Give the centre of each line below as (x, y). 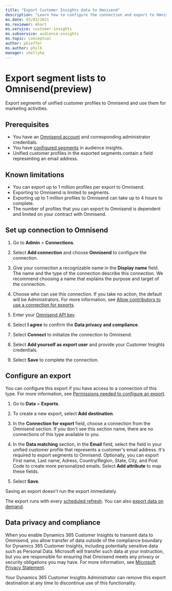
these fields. (26, 471)
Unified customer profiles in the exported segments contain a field (83, 153)
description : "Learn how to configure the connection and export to (80, 15)
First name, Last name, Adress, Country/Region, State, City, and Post (85, 460)
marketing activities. (27, 108)
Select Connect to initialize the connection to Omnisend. (72, 334)
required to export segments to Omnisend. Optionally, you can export (86, 455)
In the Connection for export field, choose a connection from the (82, 423)
